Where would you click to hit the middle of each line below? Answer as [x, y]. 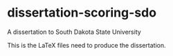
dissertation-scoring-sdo [82, 13]
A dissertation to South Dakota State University [74, 32]
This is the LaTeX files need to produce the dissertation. [86, 45]
